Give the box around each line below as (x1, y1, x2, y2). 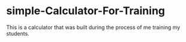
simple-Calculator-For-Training (6, 4, 166, 18)
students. (6, 30, 30, 37)
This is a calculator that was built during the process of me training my (6, 24, 181, 31)
